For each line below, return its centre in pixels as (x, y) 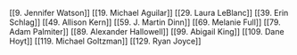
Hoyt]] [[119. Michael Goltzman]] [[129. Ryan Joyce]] (105, 41)
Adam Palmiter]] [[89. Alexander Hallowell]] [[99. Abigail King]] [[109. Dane (147, 31)
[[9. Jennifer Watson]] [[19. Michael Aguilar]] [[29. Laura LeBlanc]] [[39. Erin (149, 13)
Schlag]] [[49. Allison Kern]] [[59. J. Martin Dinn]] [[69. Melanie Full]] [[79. (145, 22)
